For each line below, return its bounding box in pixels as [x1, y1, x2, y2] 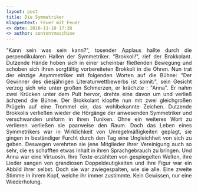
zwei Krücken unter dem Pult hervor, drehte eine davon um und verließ [6, 91, 192, 98]
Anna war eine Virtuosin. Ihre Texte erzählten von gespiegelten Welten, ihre [6, 153, 192, 160]
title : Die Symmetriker [6, 14, 65, 20]
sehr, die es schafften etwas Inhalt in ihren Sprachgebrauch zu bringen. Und [6, 147, 192, 154]
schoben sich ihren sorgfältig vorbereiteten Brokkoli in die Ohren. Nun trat [6, 65, 192, 73]
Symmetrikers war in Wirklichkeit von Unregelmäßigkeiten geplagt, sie [6, 128, 192, 136]
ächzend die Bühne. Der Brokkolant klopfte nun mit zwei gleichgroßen [6, 97, 192, 104]
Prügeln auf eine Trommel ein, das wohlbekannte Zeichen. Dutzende [6, 103, 192, 110]
